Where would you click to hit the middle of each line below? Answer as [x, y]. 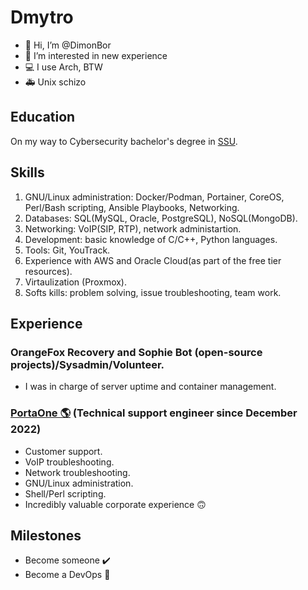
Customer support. [63, 451]
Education [43, 117]
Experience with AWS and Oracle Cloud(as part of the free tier [153, 260]
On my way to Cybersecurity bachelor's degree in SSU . [124, 141]
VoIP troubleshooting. [69, 462]
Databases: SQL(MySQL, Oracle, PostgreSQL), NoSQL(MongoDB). [161, 218]
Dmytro [42, 17]
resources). [48, 271]
